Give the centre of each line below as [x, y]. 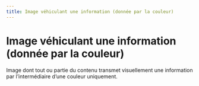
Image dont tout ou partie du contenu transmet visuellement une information [99, 70]
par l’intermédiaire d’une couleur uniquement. [62, 76]
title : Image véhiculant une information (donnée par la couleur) [90, 12]
